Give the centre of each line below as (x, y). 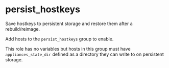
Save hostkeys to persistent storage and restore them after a (69, 24)
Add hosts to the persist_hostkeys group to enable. (59, 39)
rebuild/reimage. (22, 29)
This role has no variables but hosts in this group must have (68, 49)
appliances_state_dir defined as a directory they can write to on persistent (85, 54)
